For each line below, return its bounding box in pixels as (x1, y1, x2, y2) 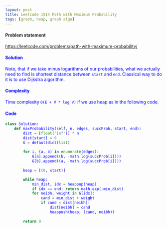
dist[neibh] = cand (49, 205, 91, 210)
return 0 (23, 218, 41, 224)
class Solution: (5, 121, 39, 126)
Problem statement (5, 32, 46, 38)
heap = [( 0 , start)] (23, 168, 66, 173)
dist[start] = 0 (23, 135, 57, 140)
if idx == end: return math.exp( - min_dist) (31, 186, 124, 191)
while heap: (23, 177, 48, 182)
